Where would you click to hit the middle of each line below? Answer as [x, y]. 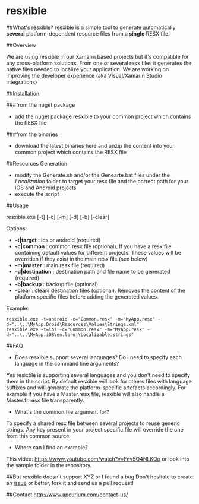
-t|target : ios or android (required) [58, 240]
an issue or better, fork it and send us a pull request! [70, 483]
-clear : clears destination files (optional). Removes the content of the [100, 290]
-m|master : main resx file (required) [60, 265]
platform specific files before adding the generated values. [86, 297]
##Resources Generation [37, 163]
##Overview [21, 45]
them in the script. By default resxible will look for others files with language [99, 381]
